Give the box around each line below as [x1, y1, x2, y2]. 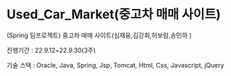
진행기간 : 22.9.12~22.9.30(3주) [6, 46, 96, 54]
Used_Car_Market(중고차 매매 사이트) [6, 6, 221, 23]
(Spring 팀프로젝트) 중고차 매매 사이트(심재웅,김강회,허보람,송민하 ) [6, 31, 192, 39]
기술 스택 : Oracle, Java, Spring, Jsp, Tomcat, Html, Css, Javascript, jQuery [6, 61, 225, 69]
